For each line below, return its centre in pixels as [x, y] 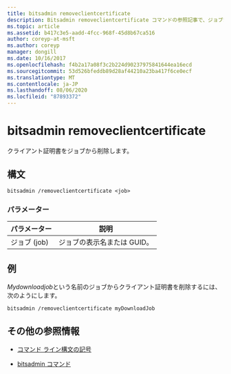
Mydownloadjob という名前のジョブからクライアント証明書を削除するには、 [114, 287]
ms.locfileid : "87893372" [44, 97]
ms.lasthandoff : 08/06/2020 [47, 90]
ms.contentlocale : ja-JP [43, 84]
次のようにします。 [34, 295]
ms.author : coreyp [33, 45]
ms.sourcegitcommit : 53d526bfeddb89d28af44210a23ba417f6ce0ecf [100, 71]
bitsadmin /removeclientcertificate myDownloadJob [81, 308]
